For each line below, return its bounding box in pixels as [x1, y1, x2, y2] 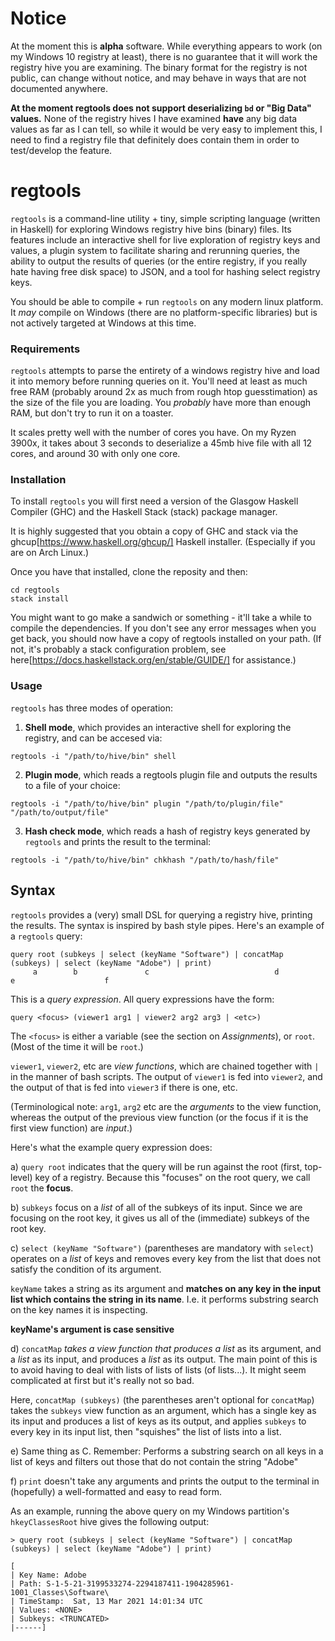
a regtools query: [10, 930, 83, 942]
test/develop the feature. [10, 144, 113, 156]
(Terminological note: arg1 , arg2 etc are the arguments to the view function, [10, 1100, 322, 1112]
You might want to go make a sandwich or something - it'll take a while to [10, 612, 312, 624]
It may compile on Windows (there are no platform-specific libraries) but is [10, 306, 318, 318]
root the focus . [10, 1182, 74, 1194]
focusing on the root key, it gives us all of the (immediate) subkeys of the [10, 1212, 310, 1224]
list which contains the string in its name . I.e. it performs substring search [10, 1293, 319, 1305]
